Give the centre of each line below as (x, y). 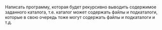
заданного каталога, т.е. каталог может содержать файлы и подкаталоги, (81, 12)
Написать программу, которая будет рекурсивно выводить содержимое (81, 7)
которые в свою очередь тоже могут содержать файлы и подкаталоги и (80, 17)
